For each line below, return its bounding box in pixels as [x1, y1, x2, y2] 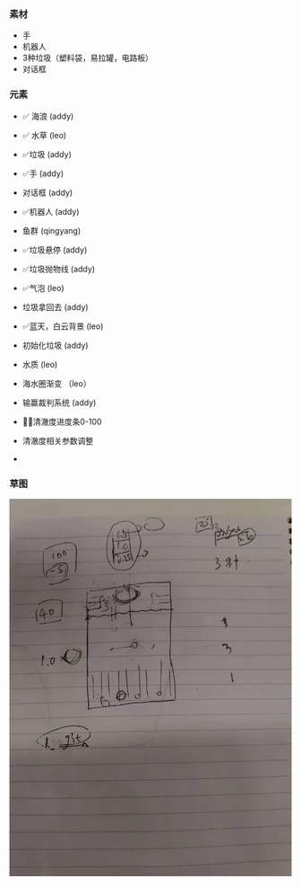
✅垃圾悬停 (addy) [21, 244, 88, 255]
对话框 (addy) [21, 187, 73, 198]
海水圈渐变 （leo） [21, 377, 91, 388]
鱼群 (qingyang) [21, 225, 82, 235]
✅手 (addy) [21, 168, 64, 179]
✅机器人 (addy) [21, 206, 80, 217]
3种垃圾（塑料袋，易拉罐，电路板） [21, 52, 154, 64]
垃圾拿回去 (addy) [21, 301, 89, 312]
